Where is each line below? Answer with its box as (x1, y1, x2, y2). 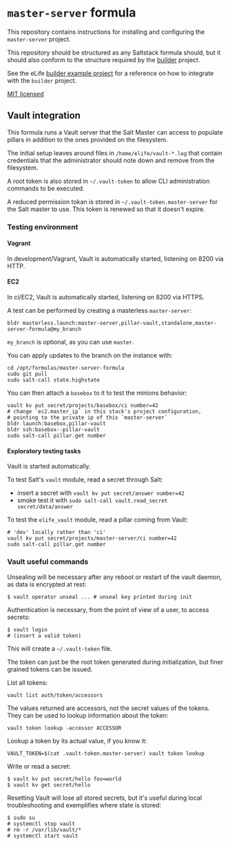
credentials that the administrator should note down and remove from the (7, 156, 215, 164)
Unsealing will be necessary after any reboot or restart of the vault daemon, (7, 573, 222, 581)
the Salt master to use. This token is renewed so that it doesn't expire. (7, 205, 205, 213)
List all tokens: (7, 678, 48, 687)
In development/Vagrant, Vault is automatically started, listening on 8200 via (7, 254, 224, 263)
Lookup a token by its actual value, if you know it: (7, 736, 147, 745)
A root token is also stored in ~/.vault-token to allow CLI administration (7, 177, 210, 185)
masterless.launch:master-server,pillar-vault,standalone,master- (22, 319, 217, 327)
